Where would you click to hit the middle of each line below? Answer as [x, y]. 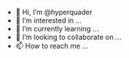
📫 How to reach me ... [52, 46]
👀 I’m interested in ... [48, 20]
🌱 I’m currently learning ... [57, 29]
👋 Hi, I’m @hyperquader [54, 12]
